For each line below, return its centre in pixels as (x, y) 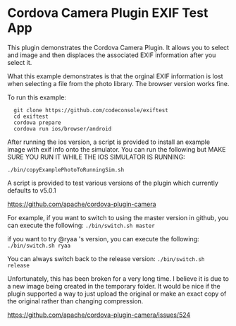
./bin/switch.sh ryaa (39, 246)
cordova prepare (37, 122)
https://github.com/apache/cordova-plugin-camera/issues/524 (99, 315)
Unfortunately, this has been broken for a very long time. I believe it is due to (118, 278)
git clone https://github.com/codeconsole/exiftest (91, 110)
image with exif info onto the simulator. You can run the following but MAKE (117, 149)
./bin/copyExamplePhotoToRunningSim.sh (66, 170)
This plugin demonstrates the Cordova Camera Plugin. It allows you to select (118, 47)
